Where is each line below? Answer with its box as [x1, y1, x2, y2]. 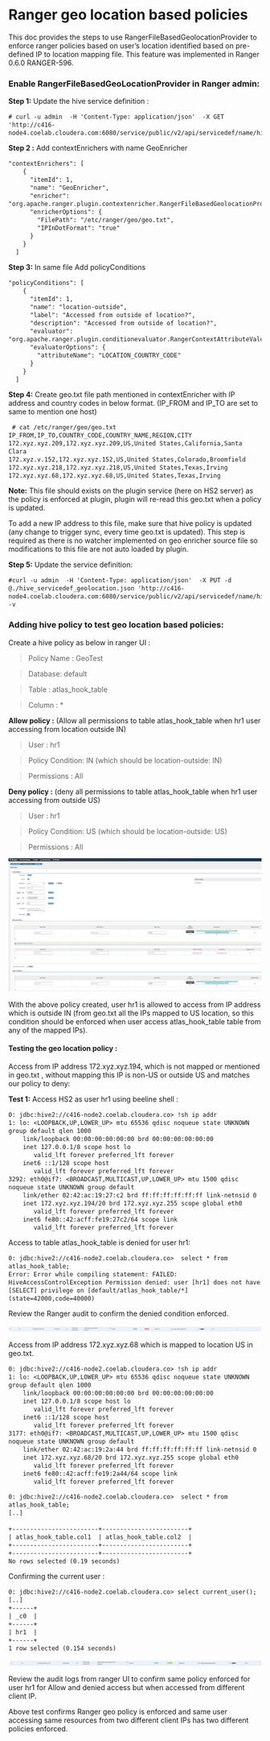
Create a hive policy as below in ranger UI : [8, 638, 151, 647]
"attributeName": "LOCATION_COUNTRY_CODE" [37, 352, 182, 360]
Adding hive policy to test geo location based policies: [8, 619, 224, 631]
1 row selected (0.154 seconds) [8, 1644, 117, 1652]
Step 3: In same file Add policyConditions [8, 263, 146, 272]
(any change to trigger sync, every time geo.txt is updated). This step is [8, 527, 246, 537]
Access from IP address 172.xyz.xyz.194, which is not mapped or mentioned [8, 1061, 260, 1072]
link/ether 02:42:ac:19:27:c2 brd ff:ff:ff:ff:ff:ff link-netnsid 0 [22, 1192, 257, 1200]
